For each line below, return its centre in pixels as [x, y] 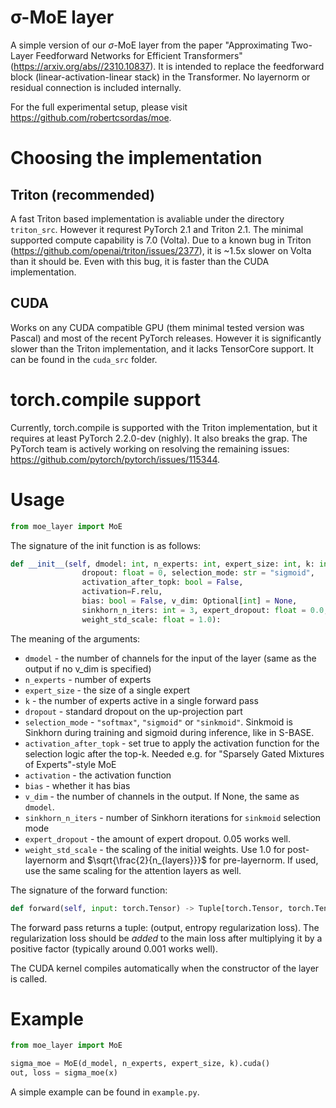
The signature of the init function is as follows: [106, 545]
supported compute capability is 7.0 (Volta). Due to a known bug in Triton [161, 240]
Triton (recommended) [82, 194]
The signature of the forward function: [89, 890]
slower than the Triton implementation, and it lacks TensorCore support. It [162, 348]
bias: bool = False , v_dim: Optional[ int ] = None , [189, 601]
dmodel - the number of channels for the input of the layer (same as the [170, 658]
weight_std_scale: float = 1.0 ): [151, 619]
